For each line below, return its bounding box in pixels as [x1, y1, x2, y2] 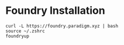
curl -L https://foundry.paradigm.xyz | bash [5, 23, 118, 29]
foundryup [5, 33, 30, 39]
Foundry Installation [5, 4, 106, 17]
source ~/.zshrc [5, 28, 45, 34]
